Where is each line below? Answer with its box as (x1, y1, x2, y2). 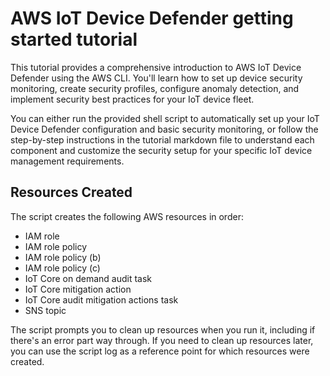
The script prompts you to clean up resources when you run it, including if (10, 323, 316, 336)
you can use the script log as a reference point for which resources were (10, 345, 310, 357)
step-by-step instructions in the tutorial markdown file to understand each (10, 133, 315, 146)
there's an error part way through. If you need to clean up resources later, (10, 334, 314, 346)
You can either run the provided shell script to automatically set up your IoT (10, 112, 320, 124)
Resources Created (10, 184, 133, 201)
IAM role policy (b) (24, 251, 102, 263)
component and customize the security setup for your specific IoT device (10, 144, 313, 156)
